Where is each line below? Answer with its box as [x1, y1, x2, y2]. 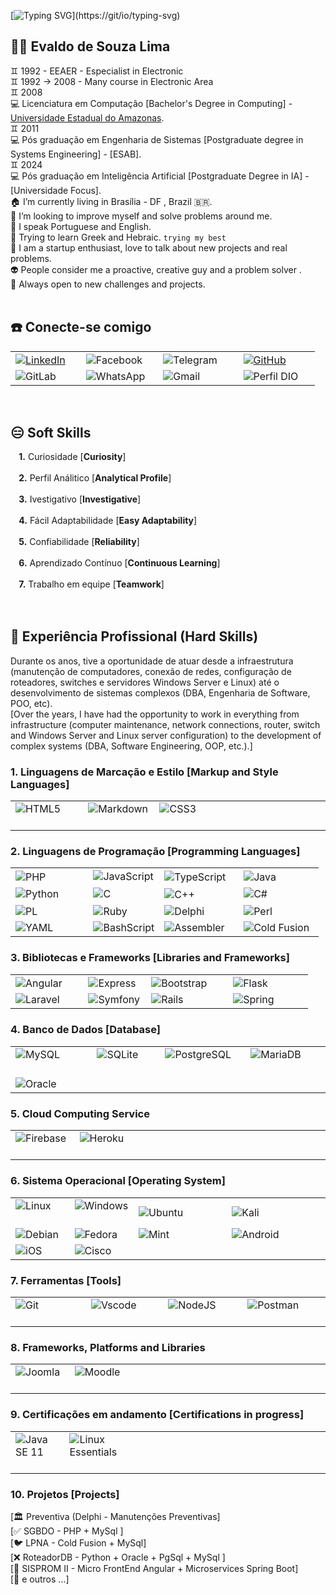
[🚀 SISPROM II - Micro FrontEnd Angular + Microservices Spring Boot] [10, 1562, 299, 1574]
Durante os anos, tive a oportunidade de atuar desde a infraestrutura [10, 655, 294, 667]
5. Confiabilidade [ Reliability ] [18, 536, 140, 548]
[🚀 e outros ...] [10, 1573, 70, 1585]
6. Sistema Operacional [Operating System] [10, 1174, 226, 1188]
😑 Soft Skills [10, 424, 92, 441]
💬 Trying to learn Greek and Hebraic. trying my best [10, 231, 227, 243]
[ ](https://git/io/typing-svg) [10, 10, 181, 21]
